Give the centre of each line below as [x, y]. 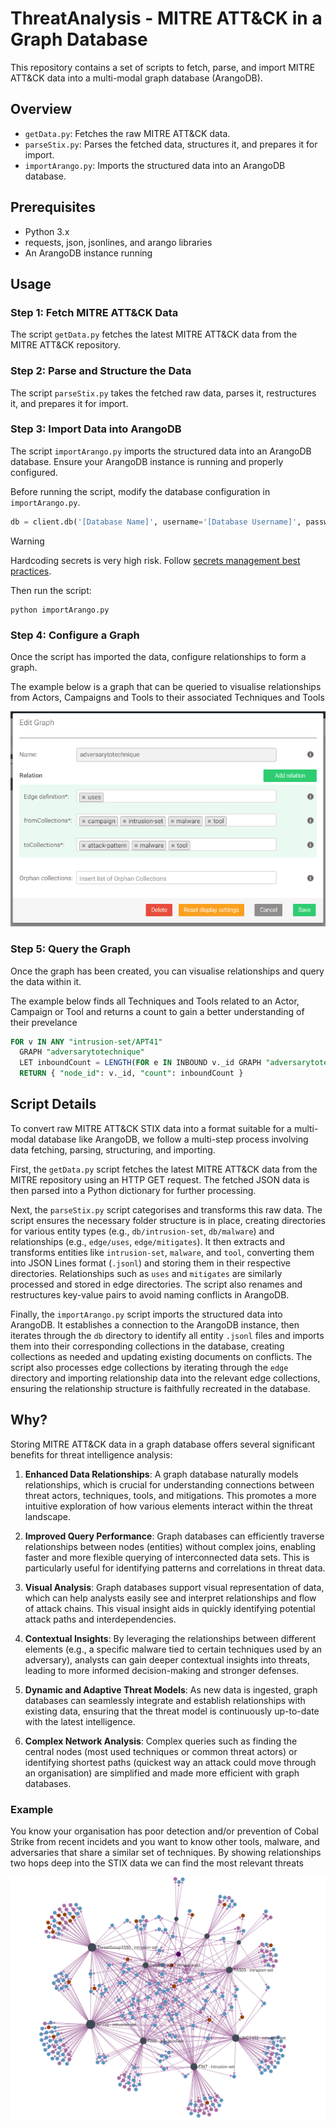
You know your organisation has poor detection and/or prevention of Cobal [164, 1831]
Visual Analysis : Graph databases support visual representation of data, [174, 1587]
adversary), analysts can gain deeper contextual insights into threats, [167, 1659]
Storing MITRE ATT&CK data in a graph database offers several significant [163, 1444]
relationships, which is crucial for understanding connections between [169, 1484]
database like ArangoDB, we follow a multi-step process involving [173, 1139]
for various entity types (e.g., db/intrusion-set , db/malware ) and [142, 1231]
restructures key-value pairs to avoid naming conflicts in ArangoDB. [150, 1294]
